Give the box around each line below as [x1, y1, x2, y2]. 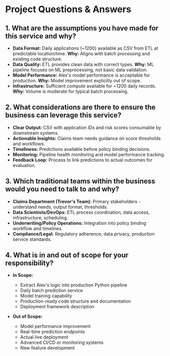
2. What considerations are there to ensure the [5, 103, 156, 112]
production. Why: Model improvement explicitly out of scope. [12, 78, 142, 83]
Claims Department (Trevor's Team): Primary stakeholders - [12, 198, 141, 204]
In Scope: [12, 272, 33, 278]
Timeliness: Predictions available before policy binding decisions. [12, 146, 151, 152]
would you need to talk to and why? [5, 185, 119, 193]
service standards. [12, 236, 52, 242]
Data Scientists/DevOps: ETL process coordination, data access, [12, 209, 150, 215]
